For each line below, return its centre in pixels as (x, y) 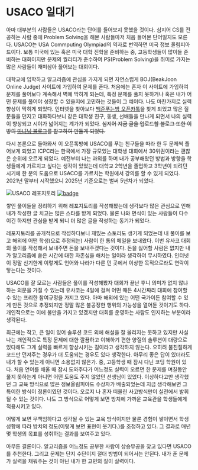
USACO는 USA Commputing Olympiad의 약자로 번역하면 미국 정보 (92, 44)
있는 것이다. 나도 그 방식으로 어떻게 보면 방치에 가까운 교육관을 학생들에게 (103, 399)
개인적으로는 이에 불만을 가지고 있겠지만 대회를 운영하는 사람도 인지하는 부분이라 (98, 312)
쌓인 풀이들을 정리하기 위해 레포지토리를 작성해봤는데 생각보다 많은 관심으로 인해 (98, 205)
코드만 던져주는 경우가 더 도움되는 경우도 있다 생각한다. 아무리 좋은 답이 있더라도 (98, 354)
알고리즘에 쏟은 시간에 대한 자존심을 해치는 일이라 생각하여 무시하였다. (92, 255)
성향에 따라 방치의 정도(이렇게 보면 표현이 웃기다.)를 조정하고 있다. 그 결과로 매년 (98, 426)
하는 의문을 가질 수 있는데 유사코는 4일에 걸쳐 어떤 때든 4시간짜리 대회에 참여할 (97, 290)
